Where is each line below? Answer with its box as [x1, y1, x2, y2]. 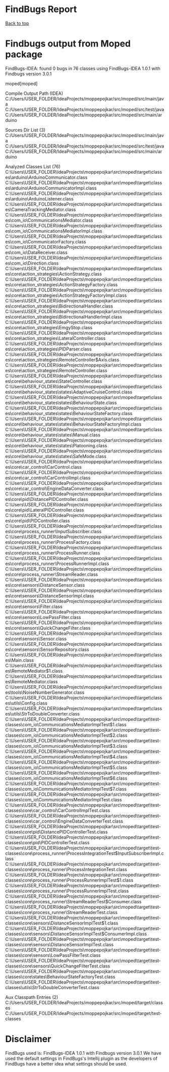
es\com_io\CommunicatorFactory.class [5, 238, 86, 244]
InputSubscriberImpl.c [118, 850, 164, 856]
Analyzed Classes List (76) [5, 163, 61, 170]
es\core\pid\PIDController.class [5, 518, 70, 524]
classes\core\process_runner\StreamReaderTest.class [5, 909, 118, 915]
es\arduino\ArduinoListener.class [5, 195, 74, 201]
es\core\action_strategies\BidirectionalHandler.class [5, 303, 114, 309]
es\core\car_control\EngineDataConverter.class [5, 485, 104, 491]
